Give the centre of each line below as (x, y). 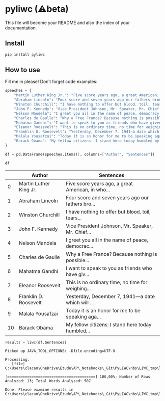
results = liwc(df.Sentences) (36, 342)
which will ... (80, 302)
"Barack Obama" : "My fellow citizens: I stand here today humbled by (87, 141)
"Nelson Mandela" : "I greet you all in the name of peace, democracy (87, 113)
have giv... (77, 274)
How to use (23, 70)
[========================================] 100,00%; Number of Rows (78, 377)
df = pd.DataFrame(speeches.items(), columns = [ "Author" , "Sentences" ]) (80, 154)
